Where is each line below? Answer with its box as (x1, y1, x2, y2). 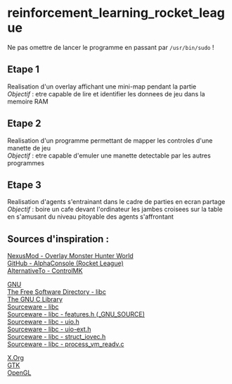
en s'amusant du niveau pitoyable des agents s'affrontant (7, 212, 174, 221)
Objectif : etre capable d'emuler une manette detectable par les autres (7, 151, 211, 160)
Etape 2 (7, 117, 41, 129)
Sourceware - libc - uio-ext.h (7, 325, 91, 333)
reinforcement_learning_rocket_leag (7, 5, 225, 21)
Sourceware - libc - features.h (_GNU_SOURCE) (7, 310, 146, 319)
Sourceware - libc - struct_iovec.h (7, 333, 106, 341)
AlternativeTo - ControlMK (7, 267, 83, 275)
